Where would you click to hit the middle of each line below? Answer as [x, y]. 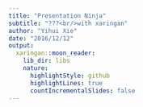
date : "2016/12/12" [41, 38]
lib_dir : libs [46, 61]
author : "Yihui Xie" [43, 31]
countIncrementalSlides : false [82, 91]
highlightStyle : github [70, 76]
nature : [36, 68]
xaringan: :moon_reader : [55, 53]
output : [21, 46]
